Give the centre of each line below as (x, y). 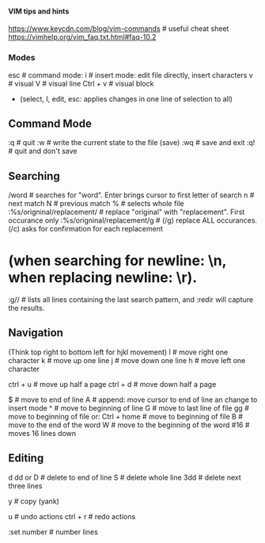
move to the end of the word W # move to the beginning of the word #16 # (129, 425)
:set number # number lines (53, 532)
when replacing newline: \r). (103, 278)
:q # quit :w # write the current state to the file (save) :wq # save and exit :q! (132, 143)
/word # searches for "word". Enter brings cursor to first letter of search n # (131, 195)
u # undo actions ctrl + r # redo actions (72, 516)
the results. (26, 308)
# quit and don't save (43, 151)
